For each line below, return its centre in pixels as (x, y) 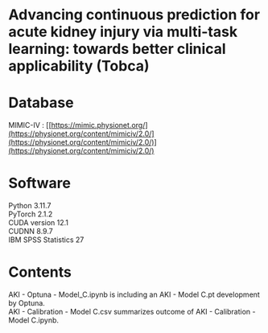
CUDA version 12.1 (39, 223)
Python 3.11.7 (30, 206)
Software (39, 183)
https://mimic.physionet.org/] (99, 125)
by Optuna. (27, 303)
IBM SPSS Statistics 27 (46, 240)
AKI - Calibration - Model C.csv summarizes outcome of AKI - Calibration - (132, 312)
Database (41, 103)
